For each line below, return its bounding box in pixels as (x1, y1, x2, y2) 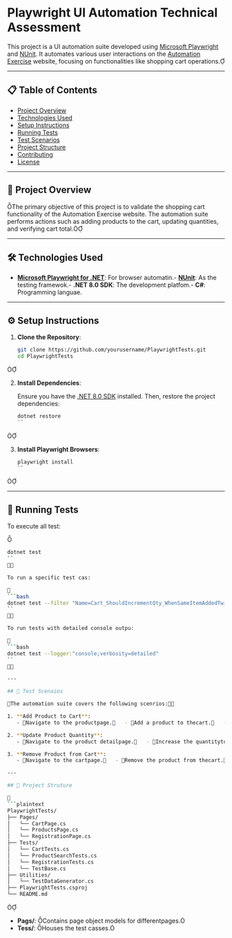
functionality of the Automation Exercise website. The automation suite (7, 209, 209, 218)
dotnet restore (17, 412, 61, 419)
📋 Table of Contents (7, 84, 98, 96)
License (17, 157, 40, 166)
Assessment (7, 19, 81, 35)
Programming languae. (17, 288, 83, 296)
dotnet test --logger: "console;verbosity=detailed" (7, 650, 159, 657)
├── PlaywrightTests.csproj (7, 884, 88, 892)
